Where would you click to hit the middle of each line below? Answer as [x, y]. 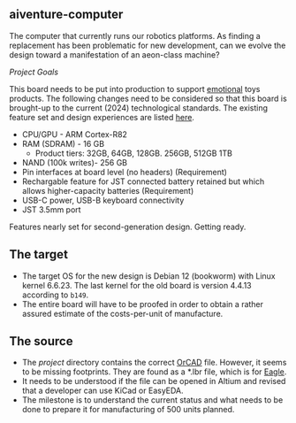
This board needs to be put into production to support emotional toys [135, 88]
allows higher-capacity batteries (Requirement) [108, 190]
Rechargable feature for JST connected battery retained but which [143, 181]
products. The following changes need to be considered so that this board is [148, 98]
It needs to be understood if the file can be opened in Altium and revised [154, 381]
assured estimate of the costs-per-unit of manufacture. [122, 313]
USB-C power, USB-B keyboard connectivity [103, 200]
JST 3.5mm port [51, 209]
